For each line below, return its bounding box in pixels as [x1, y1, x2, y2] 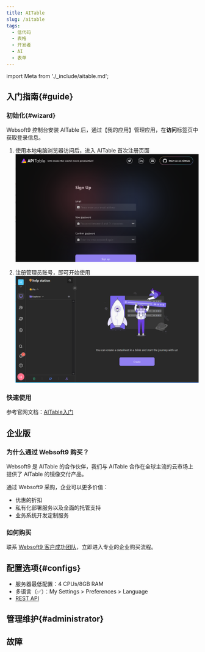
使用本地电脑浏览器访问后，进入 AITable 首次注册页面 [15, 147, 150, 154]
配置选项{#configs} [6, 563, 81, 573]
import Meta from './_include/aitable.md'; [6, 72, 109, 79]
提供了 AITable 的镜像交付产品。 [6, 470, 87, 478]
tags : [6, 23, 20, 29]
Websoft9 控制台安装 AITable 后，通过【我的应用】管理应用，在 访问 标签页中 [6, 126, 198, 134]
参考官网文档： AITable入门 [6, 409, 74, 416]
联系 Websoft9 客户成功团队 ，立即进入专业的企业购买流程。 [6, 543, 157, 551]
